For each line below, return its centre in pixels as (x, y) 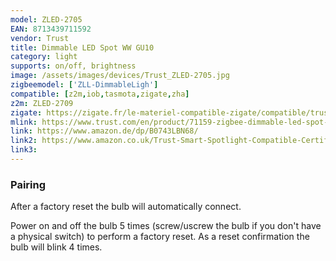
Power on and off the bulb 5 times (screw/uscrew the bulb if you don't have (166, 226)
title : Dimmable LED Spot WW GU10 (82, 47)
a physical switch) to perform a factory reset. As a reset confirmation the (160, 237)
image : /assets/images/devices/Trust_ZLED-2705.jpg (120, 76)
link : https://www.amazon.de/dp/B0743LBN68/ (104, 131)
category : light (44, 57)
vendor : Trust (40, 38)
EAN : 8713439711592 (51, 29)
